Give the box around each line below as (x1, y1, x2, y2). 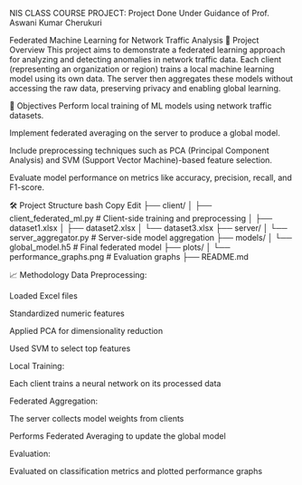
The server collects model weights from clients (9, 414, 184, 423)
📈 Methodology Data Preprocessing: (9, 270, 147, 280)
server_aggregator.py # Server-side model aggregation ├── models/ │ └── (9, 233, 292, 242)
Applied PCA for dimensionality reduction (9, 326, 164, 336)
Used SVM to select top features (9, 343, 131, 354)
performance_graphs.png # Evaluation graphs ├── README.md (9, 252, 249, 262)
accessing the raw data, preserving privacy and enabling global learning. (9, 83, 281, 93)
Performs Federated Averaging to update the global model (9, 431, 226, 442)
